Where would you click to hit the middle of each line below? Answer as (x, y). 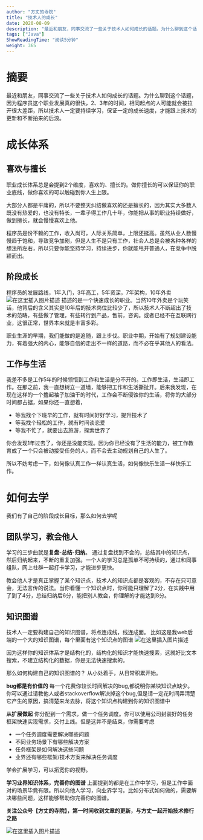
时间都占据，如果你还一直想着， (46, 402)
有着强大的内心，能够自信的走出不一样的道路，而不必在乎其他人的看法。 (107, 343)
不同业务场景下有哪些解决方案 (52, 742)
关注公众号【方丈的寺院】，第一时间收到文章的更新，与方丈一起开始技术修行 (100, 811)
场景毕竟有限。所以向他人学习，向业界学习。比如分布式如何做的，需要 (104, 790)
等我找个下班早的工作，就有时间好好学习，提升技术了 (81, 415)
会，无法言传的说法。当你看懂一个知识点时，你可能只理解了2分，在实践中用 (101, 588)
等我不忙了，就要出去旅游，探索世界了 (63, 430)
